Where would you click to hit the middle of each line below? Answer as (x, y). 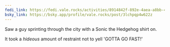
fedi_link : (16, 10)
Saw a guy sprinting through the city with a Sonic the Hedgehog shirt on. (81, 29)
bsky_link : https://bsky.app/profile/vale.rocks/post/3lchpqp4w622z (79, 15)
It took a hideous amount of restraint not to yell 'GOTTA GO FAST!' (74, 39)
